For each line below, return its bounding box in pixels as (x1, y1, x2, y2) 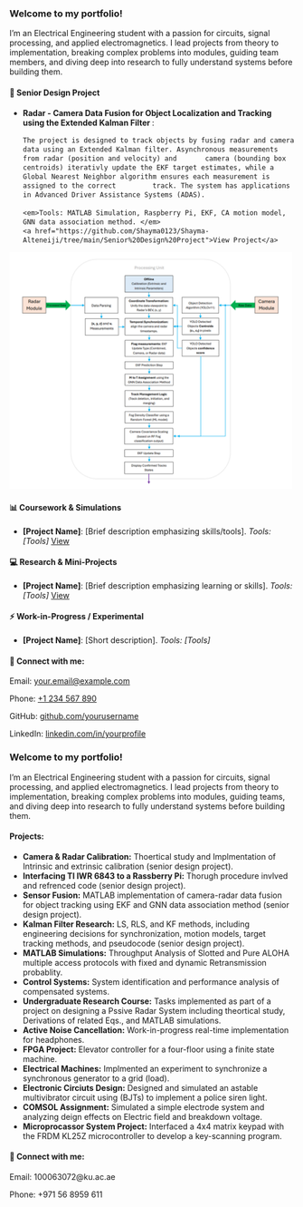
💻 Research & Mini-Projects (9, 557, 118, 568)
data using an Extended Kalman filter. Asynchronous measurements (22, 144, 279, 154)
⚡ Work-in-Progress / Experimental (9, 611, 145, 622)
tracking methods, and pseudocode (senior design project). (22, 938, 245, 949)
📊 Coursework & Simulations (9, 502, 122, 513)
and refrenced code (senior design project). (22, 880, 186, 891)
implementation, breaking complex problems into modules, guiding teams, (9, 791, 286, 802)
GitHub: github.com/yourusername (9, 711, 139, 722)
